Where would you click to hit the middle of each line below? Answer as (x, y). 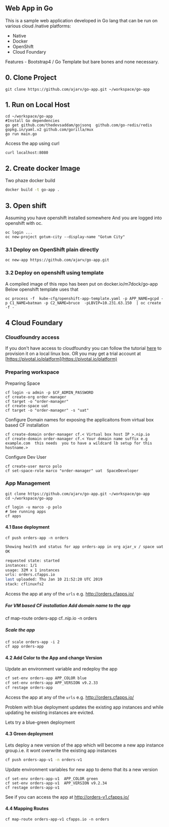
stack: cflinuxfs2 (24, 584)
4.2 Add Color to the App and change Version (54, 657)
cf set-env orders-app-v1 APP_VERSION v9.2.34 (56, 783)
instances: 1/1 (21, 565)
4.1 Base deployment (27, 527)
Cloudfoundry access (32, 337)
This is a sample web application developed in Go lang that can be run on (81, 20)
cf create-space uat (27, 406)
